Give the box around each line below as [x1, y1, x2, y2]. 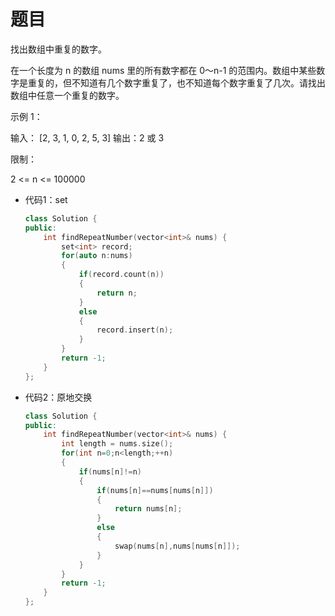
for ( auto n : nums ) [61, 251, 133, 261]
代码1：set [24, 193, 68, 205]
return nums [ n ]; [114, 504, 183, 514]
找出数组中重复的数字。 [10, 43, 107, 55]
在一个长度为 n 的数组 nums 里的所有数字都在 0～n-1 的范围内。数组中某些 [10, 64, 317, 76]
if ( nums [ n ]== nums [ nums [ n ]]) [96, 485, 214, 495]
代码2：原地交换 [24, 391, 93, 403]
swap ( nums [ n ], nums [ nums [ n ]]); [114, 541, 241, 551]
